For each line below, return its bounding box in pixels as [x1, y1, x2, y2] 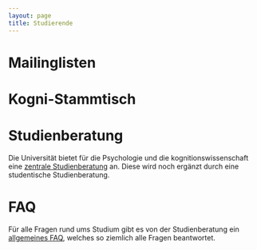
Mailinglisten [8, 54, 97, 72]
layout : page [8, 11, 52, 20]
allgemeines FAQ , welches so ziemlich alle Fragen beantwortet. [8, 232, 215, 242]
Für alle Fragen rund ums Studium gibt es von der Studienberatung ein [8, 224, 239, 234]
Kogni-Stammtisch [8, 89, 136, 108]
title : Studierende [8, 19, 73, 27]
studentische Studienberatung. [8, 169, 110, 180]
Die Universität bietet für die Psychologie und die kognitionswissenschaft [8, 153, 249, 162]
